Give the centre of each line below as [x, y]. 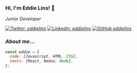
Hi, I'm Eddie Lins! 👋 [30, 8]
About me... [20, 41]
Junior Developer [23, 19]
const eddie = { [22, 52]
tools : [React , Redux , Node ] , [41, 61]
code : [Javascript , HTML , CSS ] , [44, 56]
